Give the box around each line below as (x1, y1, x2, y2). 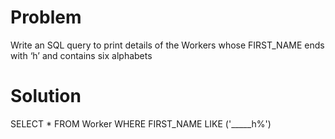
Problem (10, 6, 82, 29)
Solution (10, 85, 82, 108)
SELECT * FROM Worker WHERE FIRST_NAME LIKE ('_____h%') (10, 117, 272, 130)
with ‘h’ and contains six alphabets (10, 49, 153, 61)
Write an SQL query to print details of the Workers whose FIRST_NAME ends (10, 39, 325, 51)
